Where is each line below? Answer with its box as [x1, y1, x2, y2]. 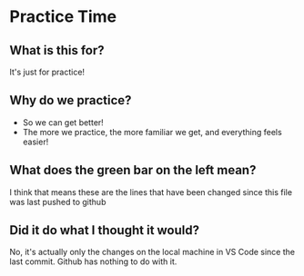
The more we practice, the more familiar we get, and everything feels [22, 126, 282, 137]
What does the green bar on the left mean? [9, 163, 257, 178]
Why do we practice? [9, 93, 132, 108]
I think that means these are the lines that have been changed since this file [9, 186, 293, 197]
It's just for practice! [9, 66, 85, 77]
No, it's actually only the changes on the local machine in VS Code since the [9, 247, 296, 258]
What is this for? [9, 43, 105, 58]
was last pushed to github [9, 196, 106, 207]
